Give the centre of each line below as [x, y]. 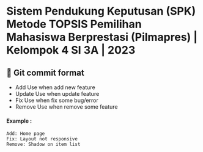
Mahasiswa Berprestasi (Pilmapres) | [102, 37]
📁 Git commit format [45, 72]
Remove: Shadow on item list [43, 145]
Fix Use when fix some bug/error [57, 100]
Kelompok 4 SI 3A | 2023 [71, 50]
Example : [19, 121]
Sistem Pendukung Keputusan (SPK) [101, 11]
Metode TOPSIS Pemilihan [74, 24]
